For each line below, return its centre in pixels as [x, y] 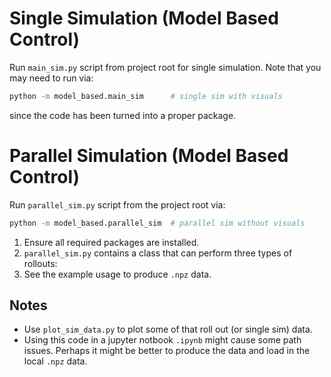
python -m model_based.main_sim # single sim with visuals [146, 96]
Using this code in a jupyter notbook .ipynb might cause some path [162, 340]
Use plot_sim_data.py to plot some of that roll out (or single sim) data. [168, 329]
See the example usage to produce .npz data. [117, 274]
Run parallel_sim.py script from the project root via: [117, 204]
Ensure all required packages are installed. [111, 242]
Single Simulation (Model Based [144, 18]
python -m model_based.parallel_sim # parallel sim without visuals [157, 223]
